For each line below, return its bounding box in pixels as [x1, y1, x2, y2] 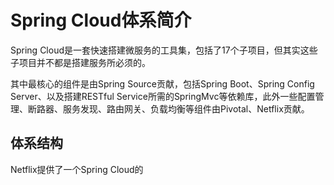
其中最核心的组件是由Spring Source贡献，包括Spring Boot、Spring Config [10, 77, 315, 90]
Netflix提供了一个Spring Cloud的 [10, 163, 144, 175]
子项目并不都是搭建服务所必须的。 [10, 56, 151, 68]
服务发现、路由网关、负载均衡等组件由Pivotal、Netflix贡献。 [62, 102, 310, 115]
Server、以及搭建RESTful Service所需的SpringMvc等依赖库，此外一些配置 [10, 90, 316, 102]
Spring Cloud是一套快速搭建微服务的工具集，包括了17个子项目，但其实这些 [10, 44, 318, 56]
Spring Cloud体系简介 [10, 9, 192, 32]
